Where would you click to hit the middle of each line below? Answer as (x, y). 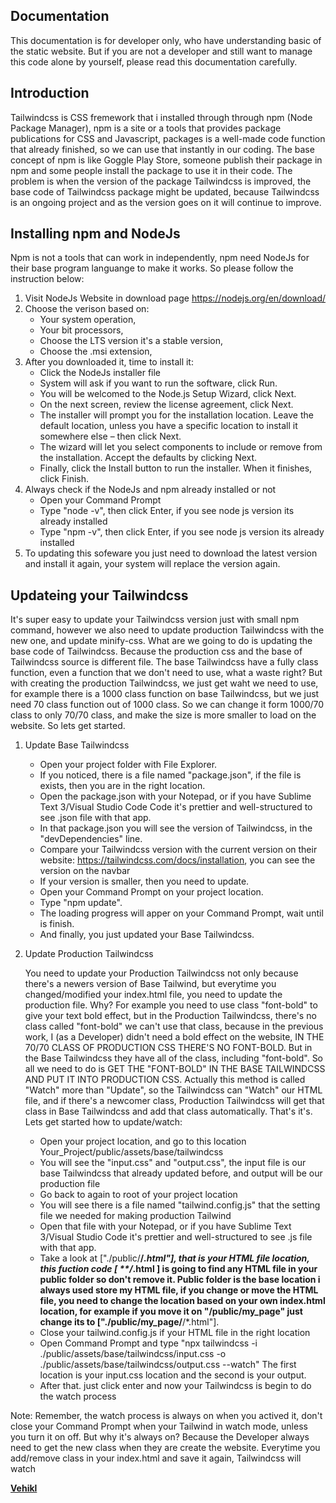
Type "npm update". (81, 903)
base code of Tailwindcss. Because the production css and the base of (156, 651)
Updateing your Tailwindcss (99, 595)
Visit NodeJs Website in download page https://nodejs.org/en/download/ (175, 298)
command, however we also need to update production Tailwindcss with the (167, 630)
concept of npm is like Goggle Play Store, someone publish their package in (166, 160)
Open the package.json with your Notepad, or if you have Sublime (175, 796)
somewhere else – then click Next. (110, 436)
